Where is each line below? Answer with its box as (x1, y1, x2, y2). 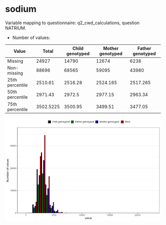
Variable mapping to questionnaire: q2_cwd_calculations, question (5, 20, 140, 26)
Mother (103, 45, 119, 51)
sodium (5, 3, 37, 15)
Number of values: (12, 35, 50, 40)
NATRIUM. (5, 25, 26, 31)
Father (137, 45, 152, 51)
